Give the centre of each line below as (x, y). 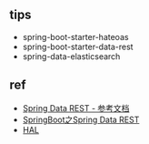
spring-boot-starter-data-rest (78, 46)
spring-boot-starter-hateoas (75, 36)
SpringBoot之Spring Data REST (81, 119)
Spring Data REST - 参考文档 (76, 108)
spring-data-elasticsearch (71, 56)
